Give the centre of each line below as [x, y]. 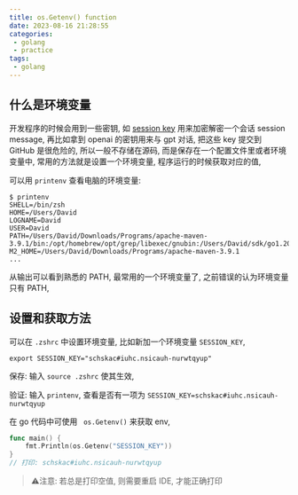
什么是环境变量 [50, 105]
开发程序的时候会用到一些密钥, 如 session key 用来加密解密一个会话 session [147, 128]
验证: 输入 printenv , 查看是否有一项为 [78, 395]
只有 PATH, [29, 287]
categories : [31, 34]
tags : [19, 59]
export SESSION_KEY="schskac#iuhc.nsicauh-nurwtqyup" [111, 358]
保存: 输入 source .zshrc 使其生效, [72, 376]
